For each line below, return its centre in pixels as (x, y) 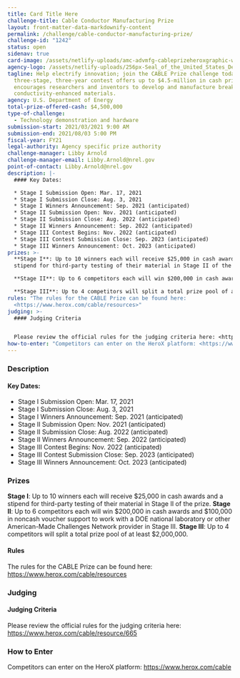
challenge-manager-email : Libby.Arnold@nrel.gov (81, 160)
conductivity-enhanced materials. (65, 93)
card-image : (25, 61)
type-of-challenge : (36, 113)
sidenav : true (29, 54)
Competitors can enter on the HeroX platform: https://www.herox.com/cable (120, 667)
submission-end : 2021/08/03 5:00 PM (62, 133)
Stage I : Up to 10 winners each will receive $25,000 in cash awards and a (115, 496)
